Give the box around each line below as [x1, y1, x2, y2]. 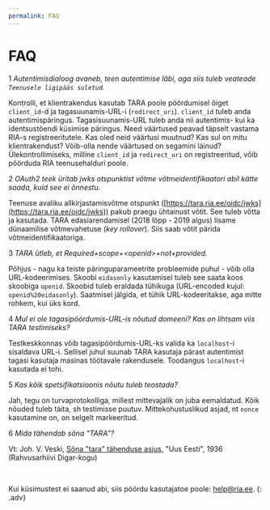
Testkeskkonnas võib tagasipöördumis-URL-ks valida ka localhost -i [8, 338, 235, 348]
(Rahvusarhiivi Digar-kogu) [8, 453, 98, 462]
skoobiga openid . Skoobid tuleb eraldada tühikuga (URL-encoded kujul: [8, 281, 245, 291]
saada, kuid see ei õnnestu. [8, 182, 101, 192]
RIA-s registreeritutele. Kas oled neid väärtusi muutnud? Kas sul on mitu [8, 132, 248, 142]
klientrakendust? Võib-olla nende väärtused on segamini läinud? [8, 141, 222, 151]
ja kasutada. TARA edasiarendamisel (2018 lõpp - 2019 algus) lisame [8, 215, 236, 225]
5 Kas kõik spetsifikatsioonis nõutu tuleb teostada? [8, 380, 179, 389]
